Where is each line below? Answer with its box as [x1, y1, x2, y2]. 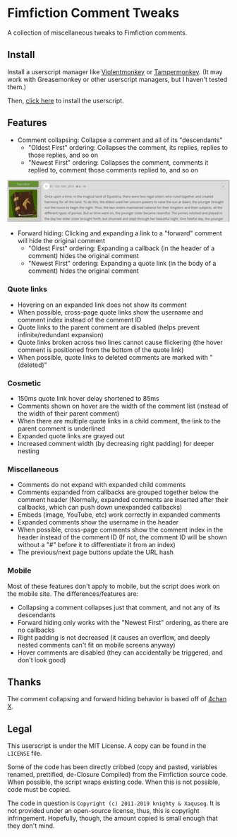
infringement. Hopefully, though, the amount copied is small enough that [7, 814, 219, 823]
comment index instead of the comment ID [17, 315, 142, 324]
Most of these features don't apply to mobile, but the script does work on [7, 582, 220, 590]
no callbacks [17, 626, 55, 634]
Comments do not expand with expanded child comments [17, 481, 186, 489]
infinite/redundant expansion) [17, 330, 104, 339]
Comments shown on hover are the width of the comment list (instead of [17, 402, 229, 410]
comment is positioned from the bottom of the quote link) [17, 345, 184, 354]
